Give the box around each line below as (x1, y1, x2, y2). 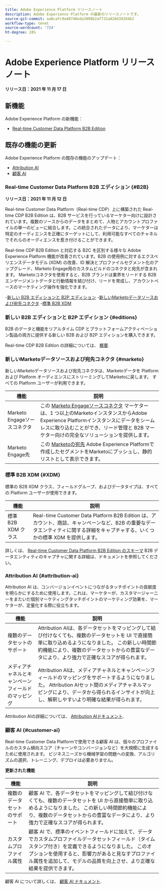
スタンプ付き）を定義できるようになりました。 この (28, 843, 147, 850)
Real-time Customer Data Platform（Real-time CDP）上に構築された (5, 206, 142, 212)
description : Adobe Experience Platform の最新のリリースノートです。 (5, 12, 141, 17)
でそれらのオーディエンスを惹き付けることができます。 (5, 237, 116, 243)
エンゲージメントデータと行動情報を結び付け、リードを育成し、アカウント (5, 277, 155, 284)
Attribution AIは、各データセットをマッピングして (38, 625, 151, 632)
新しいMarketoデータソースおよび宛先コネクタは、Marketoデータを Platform (5, 368, 159, 374)
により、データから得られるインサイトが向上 (52, 689, 155, 696)
